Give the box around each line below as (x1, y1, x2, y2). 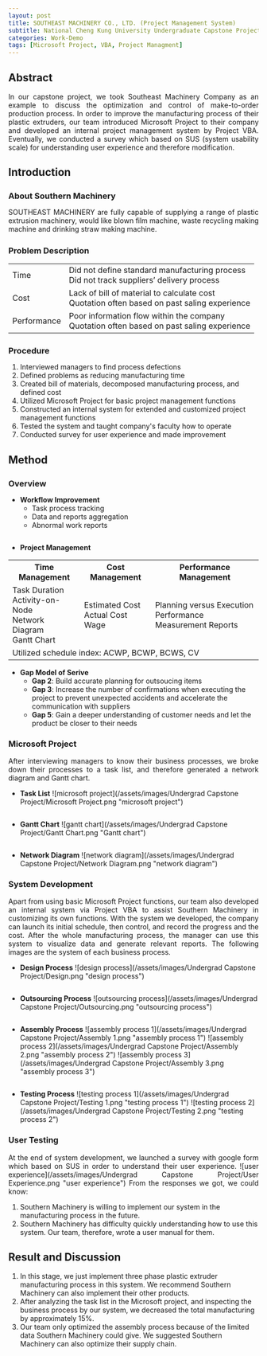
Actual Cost (83, 609, 128, 620)
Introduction (8, 166, 72, 179)
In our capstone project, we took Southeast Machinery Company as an (8, 92, 259, 101)
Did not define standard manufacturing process (68, 264, 246, 275)
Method (8, 453, 48, 467)
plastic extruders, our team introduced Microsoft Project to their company (8, 117, 259, 127)
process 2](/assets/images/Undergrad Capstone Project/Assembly (19, 1041, 238, 1051)
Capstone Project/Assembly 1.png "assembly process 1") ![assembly (19, 1033, 244, 1043)
